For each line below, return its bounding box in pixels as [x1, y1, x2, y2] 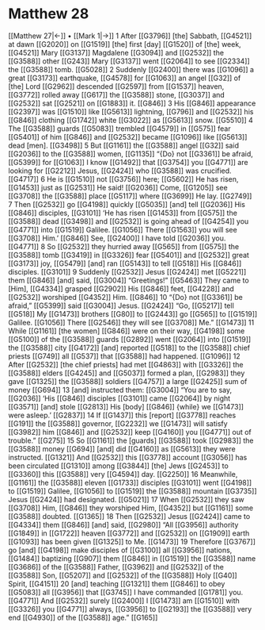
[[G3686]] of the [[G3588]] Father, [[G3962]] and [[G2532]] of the [8, 562, 224, 571]
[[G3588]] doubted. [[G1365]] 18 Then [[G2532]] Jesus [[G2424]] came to [8, 511, 251, 521]
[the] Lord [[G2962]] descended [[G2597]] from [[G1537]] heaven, [8, 81, 225, 91]
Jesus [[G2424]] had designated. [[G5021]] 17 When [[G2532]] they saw [8, 494, 244, 504]
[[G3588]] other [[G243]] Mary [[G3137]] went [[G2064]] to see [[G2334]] [8, 56, 251, 66]
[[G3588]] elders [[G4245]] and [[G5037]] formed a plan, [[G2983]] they [8, 368, 245, 378]
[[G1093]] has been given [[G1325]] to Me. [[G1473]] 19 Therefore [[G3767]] [8, 536, 256, 546]
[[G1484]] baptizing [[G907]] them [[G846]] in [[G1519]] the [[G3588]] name [8, 553, 256, 563]
